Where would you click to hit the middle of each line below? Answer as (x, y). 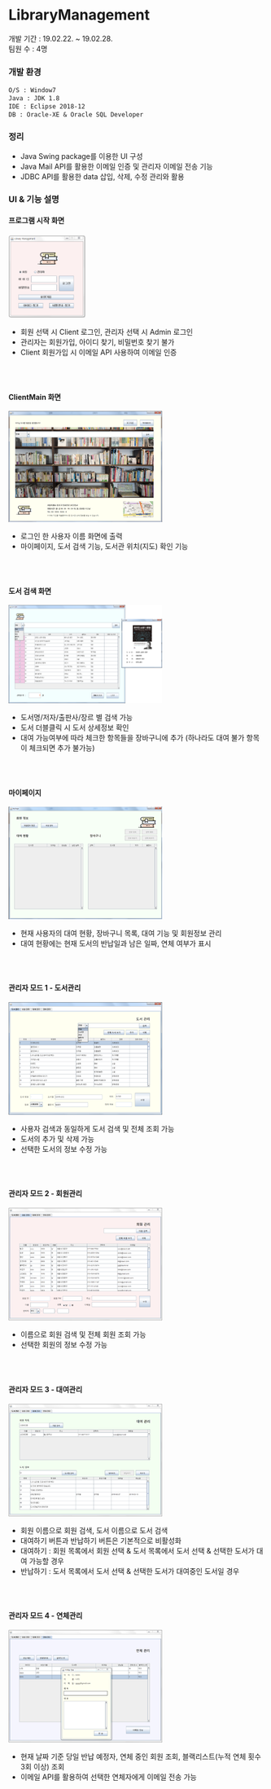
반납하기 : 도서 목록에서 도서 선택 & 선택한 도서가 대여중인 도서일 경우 (130, 1571)
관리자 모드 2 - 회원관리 (46, 1193)
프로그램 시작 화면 (37, 221)
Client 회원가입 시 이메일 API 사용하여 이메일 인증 (98, 352)
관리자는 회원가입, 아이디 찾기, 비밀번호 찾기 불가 (97, 342)
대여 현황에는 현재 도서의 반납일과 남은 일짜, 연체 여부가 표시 (116, 943)
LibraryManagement (79, 15)
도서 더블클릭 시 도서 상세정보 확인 (74, 727)
